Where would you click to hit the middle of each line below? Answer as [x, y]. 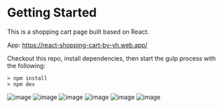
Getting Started [52, 13]
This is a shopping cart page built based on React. [78, 32]
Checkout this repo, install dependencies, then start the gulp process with [111, 58]
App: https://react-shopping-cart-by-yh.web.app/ [77, 45]
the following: [26, 65]
